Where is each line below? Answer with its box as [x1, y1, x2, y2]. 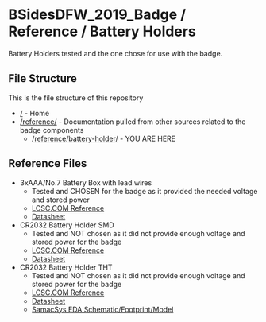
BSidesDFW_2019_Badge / [8, 6, 187, 24]
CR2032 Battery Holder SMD [19, 220, 114, 230]
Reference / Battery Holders [8, 22, 196, 41]
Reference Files [8, 157, 87, 170]
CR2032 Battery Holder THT [19, 262, 113, 272]
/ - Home [19, 108, 50, 118]
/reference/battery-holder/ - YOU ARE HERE [31, 134, 176, 143]
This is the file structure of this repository [8, 93, 144, 103]
